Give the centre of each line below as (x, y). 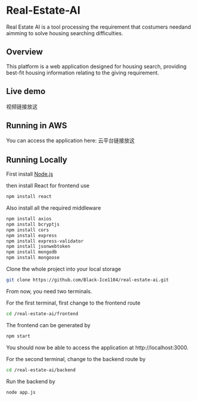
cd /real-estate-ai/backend (41, 370)
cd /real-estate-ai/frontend (42, 313)
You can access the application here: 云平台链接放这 (71, 141)
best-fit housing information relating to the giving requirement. (83, 73)
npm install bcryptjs (33, 224)
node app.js (21, 392)
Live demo (26, 91)
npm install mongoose (33, 258)
